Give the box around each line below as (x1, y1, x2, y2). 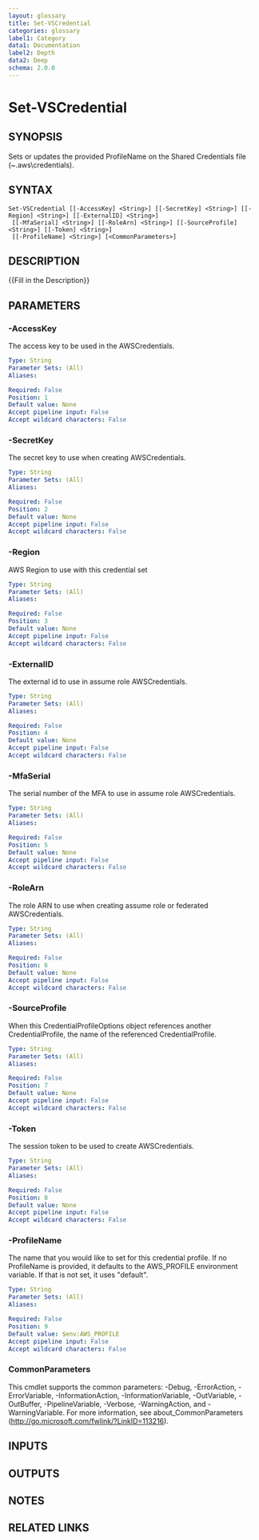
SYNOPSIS (8, 130, 63, 144)
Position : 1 (8, 394, 48, 402)
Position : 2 (8, 505, 48, 513)
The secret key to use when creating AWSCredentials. (8, 453, 186, 463)
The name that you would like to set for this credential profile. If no (8, 1253, 228, 1263)
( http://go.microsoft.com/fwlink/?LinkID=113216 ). (8, 1416, 169, 1425)
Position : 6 (8, 961, 48, 970)
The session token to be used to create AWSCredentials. (8, 1142, 194, 1151)
